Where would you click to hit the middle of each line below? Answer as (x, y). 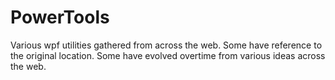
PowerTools (60, 17)
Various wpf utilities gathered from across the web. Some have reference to (166, 45)
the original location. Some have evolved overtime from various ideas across (168, 55)
